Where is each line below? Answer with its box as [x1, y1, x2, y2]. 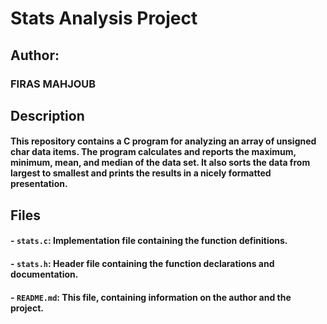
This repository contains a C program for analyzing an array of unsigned [10, 135, 317, 147]
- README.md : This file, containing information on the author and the [10, 291, 292, 303]
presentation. [10, 178, 68, 190]
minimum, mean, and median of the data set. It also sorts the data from [10, 157, 311, 169]
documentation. [10, 268, 79, 281]
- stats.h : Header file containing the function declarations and [10, 258, 275, 270]
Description [10, 107, 85, 124]
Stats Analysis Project [10, 7, 198, 30]
